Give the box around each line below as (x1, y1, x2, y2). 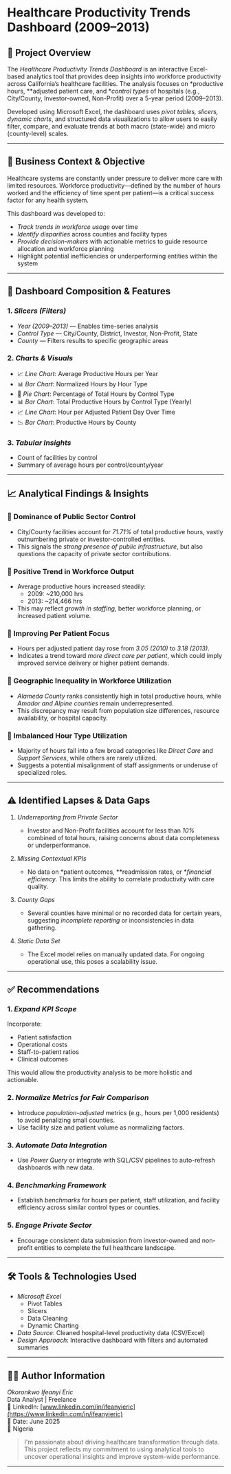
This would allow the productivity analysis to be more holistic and (7, 1068, 192, 1077)
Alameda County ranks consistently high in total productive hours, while (16, 692, 222, 700)
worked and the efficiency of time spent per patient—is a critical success (7, 188, 214, 197)
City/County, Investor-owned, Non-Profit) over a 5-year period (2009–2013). (7, 94, 223, 102)
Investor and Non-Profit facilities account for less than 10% (27, 826, 195, 835)
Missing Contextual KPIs (16, 854, 87, 862)
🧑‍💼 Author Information (7, 1369, 105, 1381)
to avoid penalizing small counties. (16, 1116, 115, 1124)
